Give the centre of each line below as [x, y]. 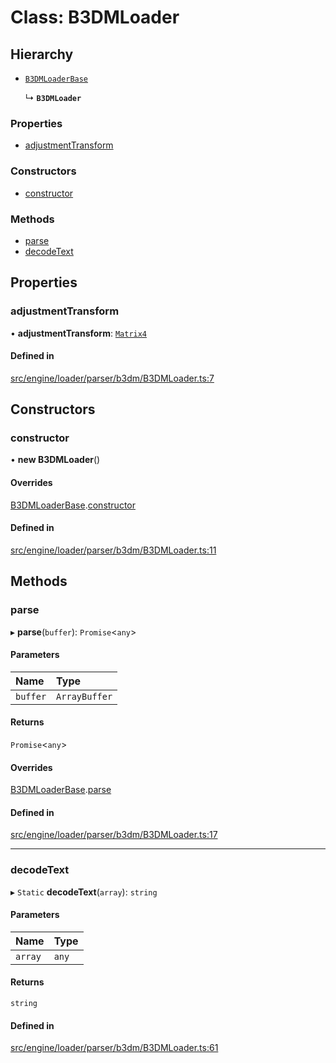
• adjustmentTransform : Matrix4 [79, 333]
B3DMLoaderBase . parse [61, 790]
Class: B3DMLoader [95, 17]
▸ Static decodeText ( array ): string [84, 892]
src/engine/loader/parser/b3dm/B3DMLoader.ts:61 [114, 1048]
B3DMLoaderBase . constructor [73, 505]
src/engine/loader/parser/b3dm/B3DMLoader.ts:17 [114, 835]
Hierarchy [42, 54]
